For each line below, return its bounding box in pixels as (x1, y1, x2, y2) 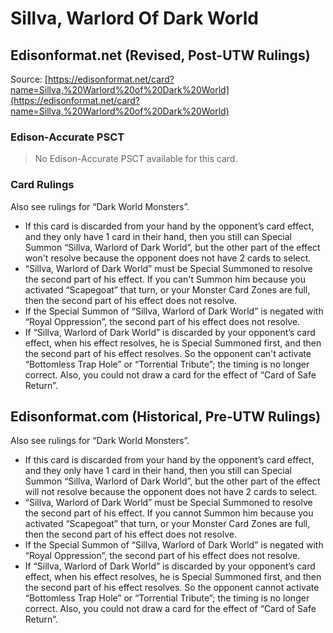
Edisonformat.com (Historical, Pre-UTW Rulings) (10, 408, 322, 425)
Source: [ (10, 73, 48, 85)
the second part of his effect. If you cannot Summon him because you (24, 507, 314, 519)
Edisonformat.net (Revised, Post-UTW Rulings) (10, 47, 311, 64)
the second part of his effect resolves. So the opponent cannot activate (24, 582, 320, 594)
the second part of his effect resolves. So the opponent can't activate (24, 347, 312, 359)
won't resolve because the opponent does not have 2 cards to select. (24, 252, 312, 264)
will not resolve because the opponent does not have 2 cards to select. (24, 486, 318, 498)
